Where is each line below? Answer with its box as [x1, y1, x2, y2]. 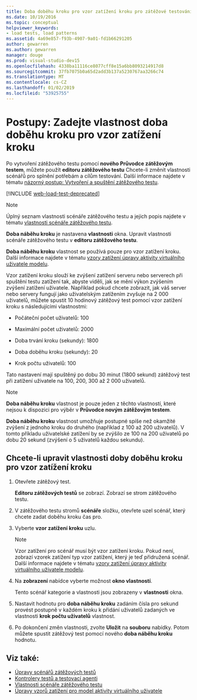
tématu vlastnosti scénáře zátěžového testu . [6, 219, 113, 226]
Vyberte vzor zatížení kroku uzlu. [14, 524, 97, 531]
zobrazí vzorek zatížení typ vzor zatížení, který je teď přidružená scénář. [14, 553, 189, 560]
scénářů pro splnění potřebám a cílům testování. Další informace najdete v [6, 172, 186, 179]
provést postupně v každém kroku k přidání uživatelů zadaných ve [14, 606, 175, 613]
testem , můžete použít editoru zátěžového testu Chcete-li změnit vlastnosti [6, 166, 191, 173]
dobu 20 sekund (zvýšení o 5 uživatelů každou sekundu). [6, 436, 145, 443]
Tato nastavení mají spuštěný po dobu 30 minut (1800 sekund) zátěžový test [6, 371, 191, 378]
